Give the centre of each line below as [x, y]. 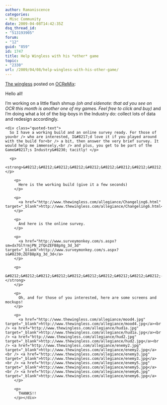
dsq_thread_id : [21, 28]
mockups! [14, 302]
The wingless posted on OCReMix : [41, 84]
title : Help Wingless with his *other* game [52, 56]
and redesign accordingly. [32, 119]
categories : [17, 14]
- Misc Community [23, 19]
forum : [12, 38]
